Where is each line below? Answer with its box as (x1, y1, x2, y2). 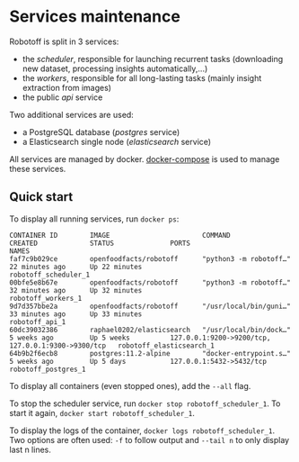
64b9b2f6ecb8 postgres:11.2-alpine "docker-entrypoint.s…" (9, 349, 292, 358)
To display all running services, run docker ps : (9, 213, 180, 224)
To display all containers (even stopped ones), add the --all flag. (9, 380, 251, 391)
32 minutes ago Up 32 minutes (9, 285, 143, 294)
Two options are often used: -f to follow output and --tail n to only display (9, 434, 290, 445)
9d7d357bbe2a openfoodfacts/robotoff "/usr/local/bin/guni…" (9, 302, 292, 311)
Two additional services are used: (9, 109, 135, 120)
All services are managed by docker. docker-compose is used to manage (9, 153, 280, 164)
